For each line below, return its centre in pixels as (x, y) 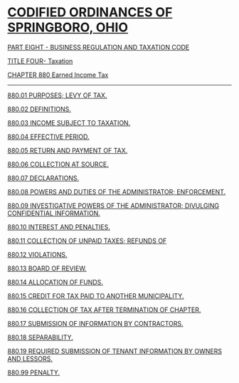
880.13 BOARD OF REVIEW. (47, 268)
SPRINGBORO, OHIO (68, 27)
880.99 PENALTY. (34, 372)
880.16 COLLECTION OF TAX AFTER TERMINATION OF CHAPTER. (104, 310)
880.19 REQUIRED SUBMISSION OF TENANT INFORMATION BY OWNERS (115, 351)
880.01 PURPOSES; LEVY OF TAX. (57, 95)
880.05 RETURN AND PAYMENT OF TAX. (68, 150)
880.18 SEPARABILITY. (40, 337)
